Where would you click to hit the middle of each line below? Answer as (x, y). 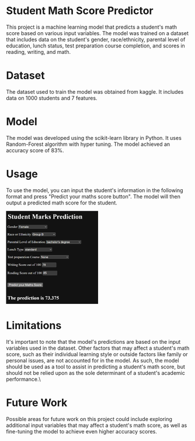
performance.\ (23, 379)
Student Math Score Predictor (80, 11)
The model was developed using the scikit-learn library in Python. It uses (94, 138)
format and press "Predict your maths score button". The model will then (93, 196)
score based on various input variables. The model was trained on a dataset (97, 33)
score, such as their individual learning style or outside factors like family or (97, 354)
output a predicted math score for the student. (62, 203)
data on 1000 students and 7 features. (52, 98)
